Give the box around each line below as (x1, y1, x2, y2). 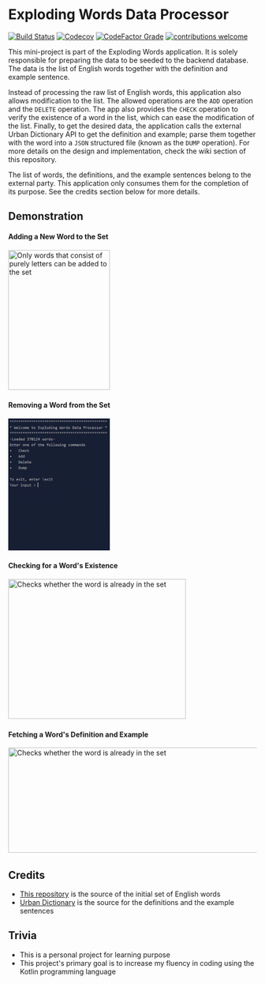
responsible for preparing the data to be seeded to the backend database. (8, 55, 248, 65)
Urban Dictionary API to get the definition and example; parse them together (8, 129, 256, 139)
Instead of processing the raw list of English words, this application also (8, 87, 242, 96)
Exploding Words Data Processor (8, 6, 230, 24)
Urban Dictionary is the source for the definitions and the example (19, 897, 235, 907)
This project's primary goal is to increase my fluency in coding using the (19, 958, 255, 967)
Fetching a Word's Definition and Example (8, 730, 149, 739)
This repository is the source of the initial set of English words (19, 889, 221, 899)
